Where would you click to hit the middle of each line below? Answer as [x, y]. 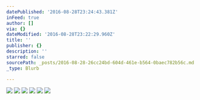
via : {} [16, 29]
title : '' [19, 40]
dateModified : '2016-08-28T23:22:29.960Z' [61, 35]
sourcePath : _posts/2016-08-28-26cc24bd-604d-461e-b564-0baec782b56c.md [100, 62]
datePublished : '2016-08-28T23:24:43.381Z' [62, 12]
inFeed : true [23, 18]
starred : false [26, 57]
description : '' [27, 52]
